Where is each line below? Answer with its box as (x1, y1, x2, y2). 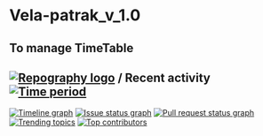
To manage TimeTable (9, 41, 134, 56)
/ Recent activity (117, 70, 211, 85)
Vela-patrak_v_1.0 (9, 5, 141, 26)
